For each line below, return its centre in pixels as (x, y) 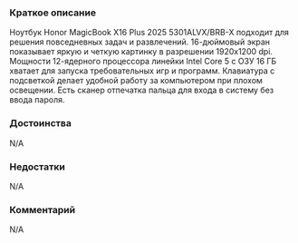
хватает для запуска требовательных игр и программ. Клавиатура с (142, 71)
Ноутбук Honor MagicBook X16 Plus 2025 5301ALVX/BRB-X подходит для (149, 33)
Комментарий (42, 209)
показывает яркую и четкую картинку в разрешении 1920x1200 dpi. (141, 52)
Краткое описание (53, 13)
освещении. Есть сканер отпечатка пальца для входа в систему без (142, 90)
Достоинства (41, 123)
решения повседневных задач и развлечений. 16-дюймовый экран (139, 42)
